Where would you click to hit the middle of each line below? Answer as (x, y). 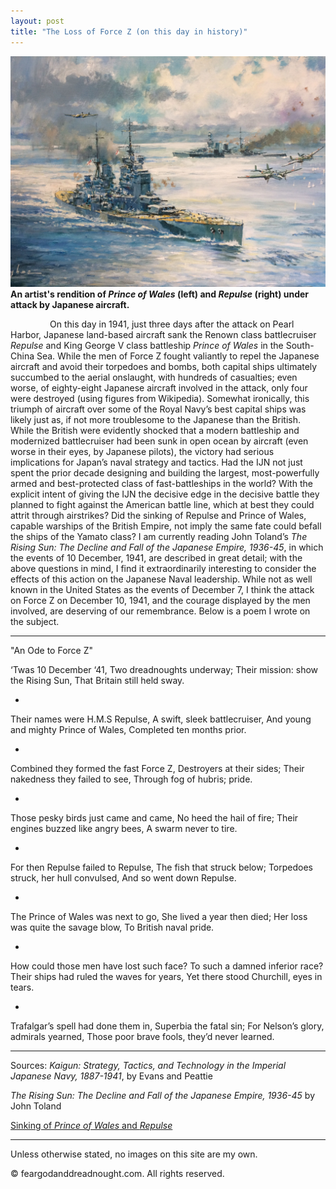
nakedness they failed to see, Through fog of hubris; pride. (131, 779)
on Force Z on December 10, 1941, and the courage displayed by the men (160, 600)
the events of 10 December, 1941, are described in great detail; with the (156, 557)
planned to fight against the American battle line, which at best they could (162, 504)
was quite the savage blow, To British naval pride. (112, 927)
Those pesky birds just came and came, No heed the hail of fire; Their (154, 817)
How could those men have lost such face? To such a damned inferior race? (167, 966)
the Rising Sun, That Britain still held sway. (97, 680)
